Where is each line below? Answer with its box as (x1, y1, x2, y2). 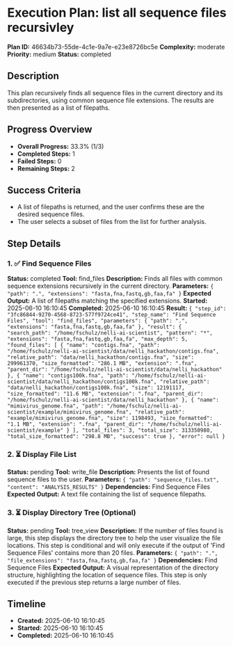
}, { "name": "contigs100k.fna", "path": (7, 372, 129, 380)
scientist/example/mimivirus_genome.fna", (7, 409, 132, 416)
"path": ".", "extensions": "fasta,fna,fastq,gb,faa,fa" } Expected (7, 289, 212, 298)
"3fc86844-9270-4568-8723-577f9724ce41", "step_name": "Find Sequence (7, 312, 216, 318)
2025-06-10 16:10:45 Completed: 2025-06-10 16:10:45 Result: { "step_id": (7, 304, 227, 312)
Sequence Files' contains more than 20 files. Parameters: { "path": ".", (7, 548, 218, 557)
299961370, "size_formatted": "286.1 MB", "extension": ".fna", (7, 360, 198, 367)
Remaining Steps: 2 (17, 164, 75, 172)
